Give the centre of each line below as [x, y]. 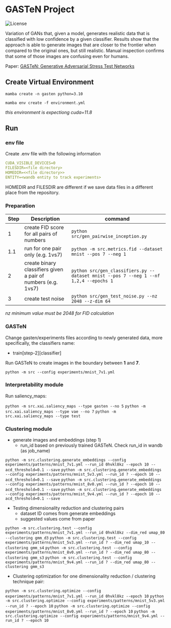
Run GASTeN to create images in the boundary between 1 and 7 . [73, 363]
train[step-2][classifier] [37, 353]
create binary [40, 263]
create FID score [44, 228]
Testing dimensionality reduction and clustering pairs [68, 508]
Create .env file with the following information [53, 154]
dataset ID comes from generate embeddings [68, 513]
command [117, 219]
